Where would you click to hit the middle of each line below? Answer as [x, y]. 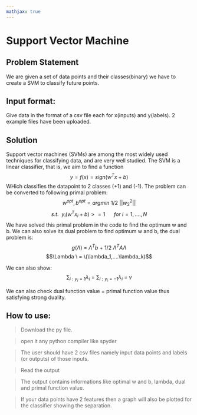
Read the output [40, 370]
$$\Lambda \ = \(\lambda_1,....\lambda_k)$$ [99, 257]
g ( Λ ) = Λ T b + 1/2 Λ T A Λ [99, 247]
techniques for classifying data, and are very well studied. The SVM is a [93, 161]
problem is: [20, 237]
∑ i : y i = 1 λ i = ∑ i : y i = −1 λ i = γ [99, 278]
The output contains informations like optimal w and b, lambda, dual [103, 382]
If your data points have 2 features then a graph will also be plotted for [106, 399]
